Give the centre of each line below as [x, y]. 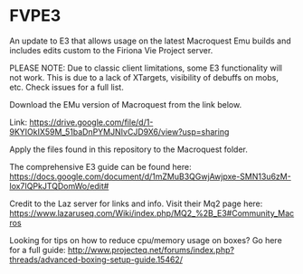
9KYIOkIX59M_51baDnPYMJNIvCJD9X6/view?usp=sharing [119, 131]
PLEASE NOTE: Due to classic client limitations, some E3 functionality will [146, 68]
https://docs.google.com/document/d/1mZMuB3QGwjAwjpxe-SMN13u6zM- [150, 176]
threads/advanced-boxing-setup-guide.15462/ [96, 260]
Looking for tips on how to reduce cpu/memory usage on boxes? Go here [146, 240]
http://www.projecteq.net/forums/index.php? [151, 250]
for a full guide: [38, 250]
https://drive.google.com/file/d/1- [91, 122]
